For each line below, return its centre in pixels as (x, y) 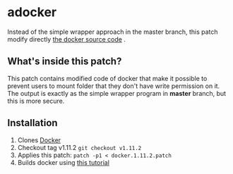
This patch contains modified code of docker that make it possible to (107, 78)
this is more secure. (36, 101)
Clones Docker (39, 140)
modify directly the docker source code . (66, 39)
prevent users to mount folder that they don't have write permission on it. (114, 86)
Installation (32, 123)
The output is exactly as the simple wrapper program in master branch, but (117, 93)
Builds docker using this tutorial (63, 162)
